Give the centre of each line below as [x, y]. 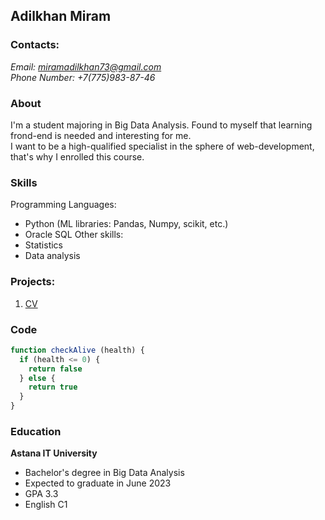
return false [55, 369]
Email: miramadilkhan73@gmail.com [86, 66]
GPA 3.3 [41, 494]
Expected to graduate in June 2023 [98, 483]
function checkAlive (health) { [77, 350]
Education [36, 431]
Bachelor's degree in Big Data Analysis [104, 473]
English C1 [46, 505]
